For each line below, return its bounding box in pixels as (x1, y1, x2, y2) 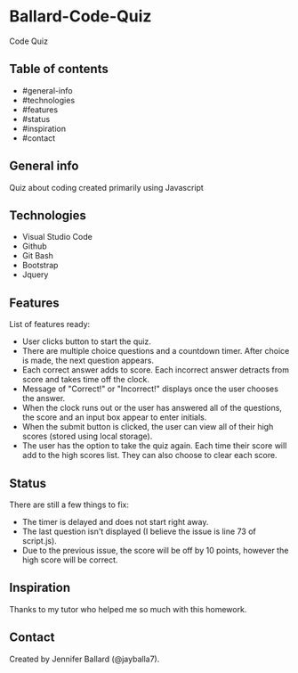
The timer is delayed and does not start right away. (21, 517, 209, 527)
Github (21, 241, 47, 251)
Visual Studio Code (21, 232, 93, 242)
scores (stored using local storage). (21, 431, 153, 442)
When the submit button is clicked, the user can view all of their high (21, 422, 274, 432)
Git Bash (21, 250, 53, 261)
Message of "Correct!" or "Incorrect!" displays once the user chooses (21, 383, 278, 394)
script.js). (21, 536, 58, 546)
